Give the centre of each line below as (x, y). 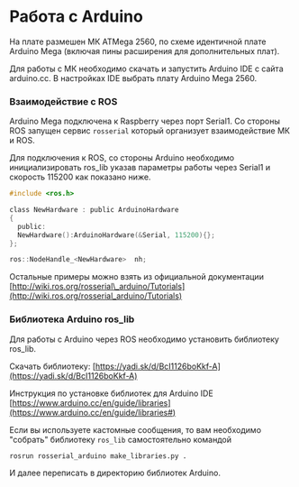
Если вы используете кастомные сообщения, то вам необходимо (136, 429)
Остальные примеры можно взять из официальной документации (136, 277)
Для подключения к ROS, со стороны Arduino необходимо (122, 158)
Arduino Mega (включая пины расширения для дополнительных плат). (145, 51)
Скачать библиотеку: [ (53, 366)
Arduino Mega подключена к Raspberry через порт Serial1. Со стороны (145, 121)
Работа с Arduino (77, 17)
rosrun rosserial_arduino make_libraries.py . (98, 456)
